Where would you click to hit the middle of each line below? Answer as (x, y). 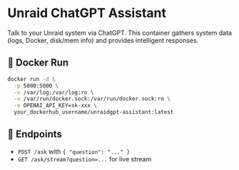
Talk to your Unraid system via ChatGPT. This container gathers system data (119, 33)
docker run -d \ (31, 79)
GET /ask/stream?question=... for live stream (85, 159)
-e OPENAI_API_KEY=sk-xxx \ (56, 106)
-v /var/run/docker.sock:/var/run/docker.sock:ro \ (92, 99)
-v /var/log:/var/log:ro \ (54, 92)
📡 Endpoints (35, 134)
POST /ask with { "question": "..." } (74, 152)
